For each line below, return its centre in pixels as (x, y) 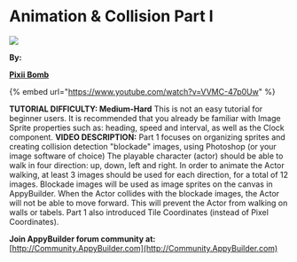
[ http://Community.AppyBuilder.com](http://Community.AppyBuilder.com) (144, 248)
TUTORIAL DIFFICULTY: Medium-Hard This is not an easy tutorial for (136, 109)
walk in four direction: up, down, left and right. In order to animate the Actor (147, 165)
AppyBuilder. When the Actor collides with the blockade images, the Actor (145, 193)
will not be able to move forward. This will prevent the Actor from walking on (148, 203)
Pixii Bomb (29, 74)
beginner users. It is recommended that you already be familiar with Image (145, 118)
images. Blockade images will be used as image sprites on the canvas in (141, 184)
